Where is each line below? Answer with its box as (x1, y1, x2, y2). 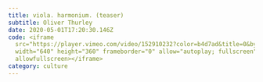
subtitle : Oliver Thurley (8, 19, 92, 27)
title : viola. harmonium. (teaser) (8, 11, 124, 20)
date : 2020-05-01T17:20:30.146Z (8, 26, 113, 34)
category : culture (8, 62, 68, 70)
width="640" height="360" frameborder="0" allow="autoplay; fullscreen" (15, 48, 258, 55)
